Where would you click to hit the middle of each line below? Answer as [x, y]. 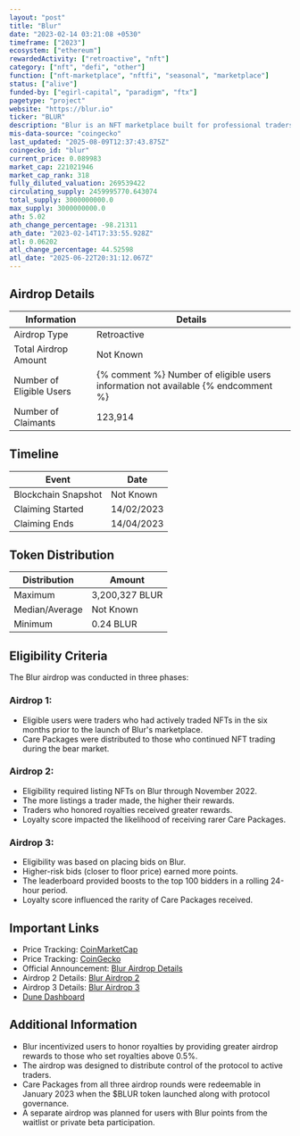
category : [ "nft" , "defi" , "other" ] [77, 68]
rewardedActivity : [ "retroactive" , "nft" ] [89, 59]
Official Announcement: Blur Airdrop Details [102, 968]
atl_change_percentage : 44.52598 [71, 250]
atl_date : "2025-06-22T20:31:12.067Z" [81, 258]
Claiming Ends [44, 523]
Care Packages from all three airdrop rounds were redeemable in [142, 1084]
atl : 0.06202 [33, 242]
